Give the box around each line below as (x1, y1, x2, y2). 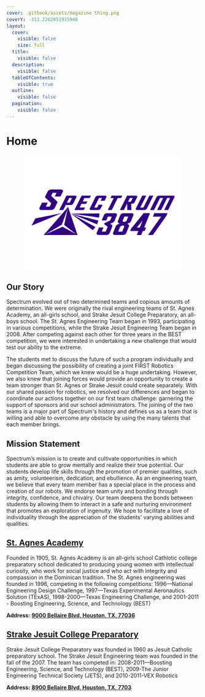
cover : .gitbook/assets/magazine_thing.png (6, 10, 120, 16)
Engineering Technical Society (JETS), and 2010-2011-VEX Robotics (6, 672, 178, 679)
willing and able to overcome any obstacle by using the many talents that (6, 414, 191, 422)
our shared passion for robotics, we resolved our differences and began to (6, 388, 195, 396)
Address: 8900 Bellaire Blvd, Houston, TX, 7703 (6, 684, 132, 691)
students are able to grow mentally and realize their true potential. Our (6, 461, 184, 469)
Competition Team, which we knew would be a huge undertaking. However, (6, 369, 198, 376)
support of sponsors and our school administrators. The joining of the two (6, 401, 193, 409)
